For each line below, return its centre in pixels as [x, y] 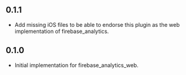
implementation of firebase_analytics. [62, 31]
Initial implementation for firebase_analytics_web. [76, 65]
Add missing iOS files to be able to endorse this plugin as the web [97, 24]
